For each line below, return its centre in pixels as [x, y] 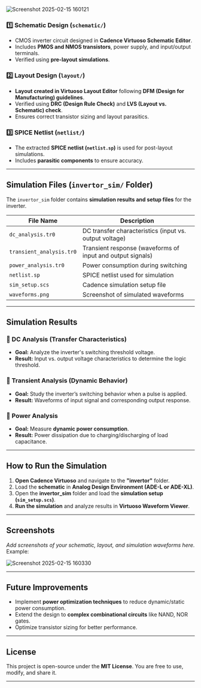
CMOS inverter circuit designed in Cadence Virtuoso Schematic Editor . [103, 41]
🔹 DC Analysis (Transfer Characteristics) [66, 339]
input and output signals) [118, 255]
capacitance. [31, 441]
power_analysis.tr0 [37, 265]
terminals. [27, 53]
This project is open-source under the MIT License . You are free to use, [95, 666]
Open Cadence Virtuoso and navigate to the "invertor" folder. [92, 480]
